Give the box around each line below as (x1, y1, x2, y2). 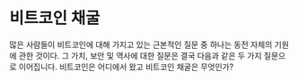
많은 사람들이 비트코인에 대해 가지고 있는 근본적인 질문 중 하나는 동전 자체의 (9, 39, 273, 50)
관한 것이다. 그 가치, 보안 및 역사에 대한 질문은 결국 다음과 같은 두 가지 (18, 50, 262, 60)
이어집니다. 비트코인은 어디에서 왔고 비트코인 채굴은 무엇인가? (18, 61, 234, 72)
